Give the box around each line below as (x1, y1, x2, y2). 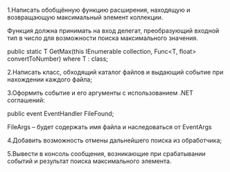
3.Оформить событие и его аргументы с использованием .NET (7, 89, 194, 97)
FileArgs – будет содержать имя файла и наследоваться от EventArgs (7, 123, 213, 131)
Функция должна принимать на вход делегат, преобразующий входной (7, 27, 220, 35)
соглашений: (7, 96, 45, 104)
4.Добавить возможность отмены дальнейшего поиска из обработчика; (7, 136, 222, 144)
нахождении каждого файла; (7, 75, 92, 84)
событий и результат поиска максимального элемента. (7, 157, 172, 165)
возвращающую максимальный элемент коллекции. (7, 13, 163, 21)
